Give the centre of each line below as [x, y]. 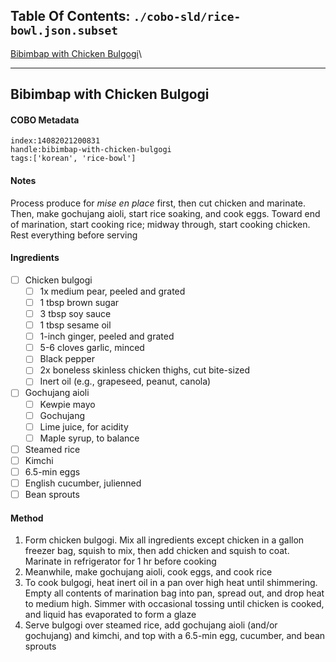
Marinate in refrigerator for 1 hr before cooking [120, 561]
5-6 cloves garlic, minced [92, 348]
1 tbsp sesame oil [75, 325]
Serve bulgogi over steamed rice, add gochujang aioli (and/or [151, 625]
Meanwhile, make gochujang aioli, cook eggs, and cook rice [148, 572]
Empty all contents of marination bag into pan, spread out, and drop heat [174, 593]
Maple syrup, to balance [89, 438]
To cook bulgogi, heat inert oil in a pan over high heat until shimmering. [171, 583]
